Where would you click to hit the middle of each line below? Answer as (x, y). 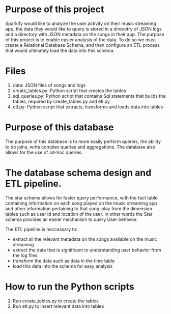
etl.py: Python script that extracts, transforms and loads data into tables (88, 107)
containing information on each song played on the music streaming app (81, 203)
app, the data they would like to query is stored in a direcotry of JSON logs (83, 28)
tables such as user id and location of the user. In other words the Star (79, 214)
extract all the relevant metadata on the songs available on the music (85, 239)
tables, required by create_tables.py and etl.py (61, 101)
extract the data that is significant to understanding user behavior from (87, 250)
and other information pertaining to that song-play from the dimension (79, 208)
